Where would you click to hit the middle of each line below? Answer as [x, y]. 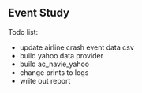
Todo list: [23, 32]
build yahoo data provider [62, 55]
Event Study [39, 13]
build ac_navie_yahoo [54, 64]
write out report [45, 80]
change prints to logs [54, 72]
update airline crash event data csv [77, 47]
